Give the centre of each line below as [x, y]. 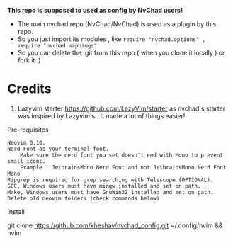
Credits [29, 89]
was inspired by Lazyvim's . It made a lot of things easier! [101, 115]
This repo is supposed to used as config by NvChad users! [95, 10]
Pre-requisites [28, 130]
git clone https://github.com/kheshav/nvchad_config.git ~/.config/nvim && [115, 225]
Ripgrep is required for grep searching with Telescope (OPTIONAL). [110, 180]
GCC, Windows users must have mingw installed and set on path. [104, 186]
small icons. [27, 161]
